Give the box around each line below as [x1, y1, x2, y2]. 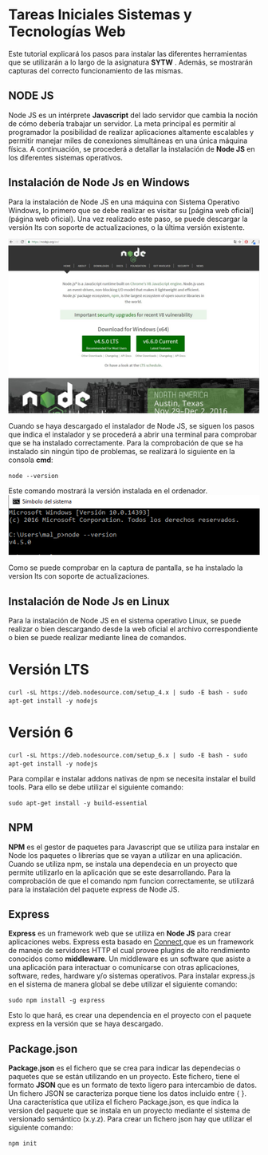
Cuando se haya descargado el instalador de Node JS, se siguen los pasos [8, 421, 255, 430]
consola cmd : [8, 455, 53, 465]
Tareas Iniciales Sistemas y [8, 6, 193, 24]
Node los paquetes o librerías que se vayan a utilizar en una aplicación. [8, 850, 242, 860]
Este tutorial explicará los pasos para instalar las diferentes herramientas [8, 49, 247, 58]
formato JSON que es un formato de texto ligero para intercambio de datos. [8, 1080, 258, 1090]
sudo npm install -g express [8, 996, 105, 1005]
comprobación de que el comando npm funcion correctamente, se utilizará [8, 876, 254, 885]
